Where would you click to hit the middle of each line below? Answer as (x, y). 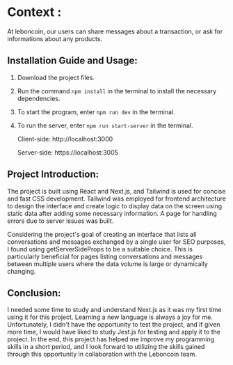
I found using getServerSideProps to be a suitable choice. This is (100, 249)
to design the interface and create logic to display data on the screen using (115, 205)
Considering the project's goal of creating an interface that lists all (102, 234)
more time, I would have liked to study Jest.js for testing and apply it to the (114, 332)
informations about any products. (55, 38)
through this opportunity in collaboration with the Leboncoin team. (102, 354)
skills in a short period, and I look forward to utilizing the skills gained (106, 347)
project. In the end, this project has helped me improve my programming (111, 339)
